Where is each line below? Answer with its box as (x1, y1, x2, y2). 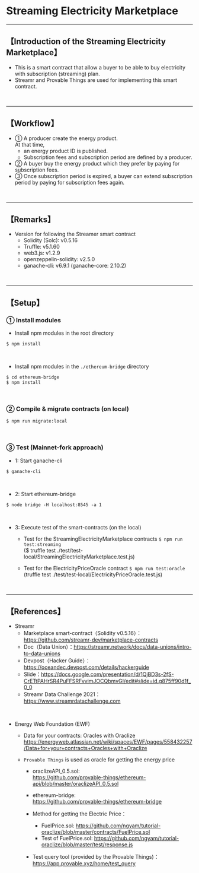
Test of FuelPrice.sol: (41, 835, 93, 842)
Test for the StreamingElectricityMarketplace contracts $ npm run (23, 535, 183, 542)
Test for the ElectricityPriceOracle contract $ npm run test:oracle (23, 564, 185, 572)
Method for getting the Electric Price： (32, 810, 127, 817)
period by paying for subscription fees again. (14, 179, 125, 186)
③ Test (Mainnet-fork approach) (6, 443, 104, 452)
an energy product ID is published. (23, 147, 108, 154)
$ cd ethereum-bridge (6, 374, 60, 380)
